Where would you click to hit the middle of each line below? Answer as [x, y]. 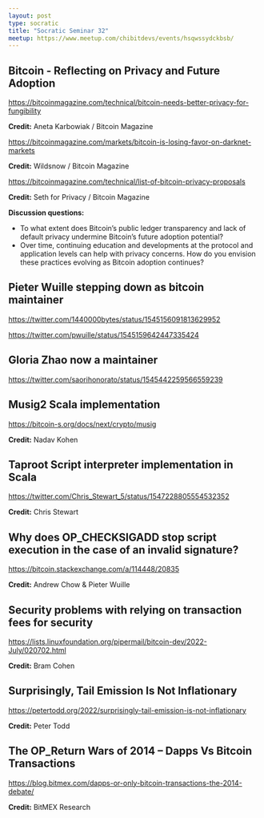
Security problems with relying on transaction [125, 610]
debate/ [21, 792]
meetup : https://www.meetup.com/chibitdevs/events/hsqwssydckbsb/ [121, 38]
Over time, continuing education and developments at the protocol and [136, 245]
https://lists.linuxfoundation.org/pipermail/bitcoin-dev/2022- [108, 642]
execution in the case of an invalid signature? [124, 550]
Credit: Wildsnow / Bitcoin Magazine [69, 166]
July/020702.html [37, 650]
